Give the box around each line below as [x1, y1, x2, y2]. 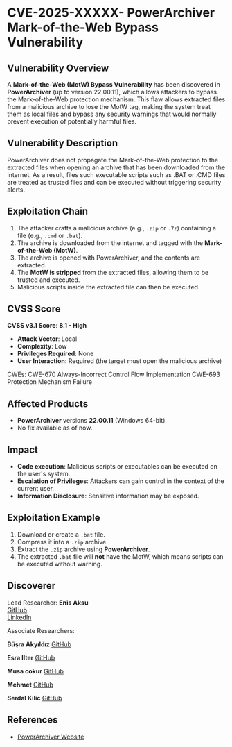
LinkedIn [7, 613, 32, 621]
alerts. [7, 185, 26, 194]
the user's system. [17, 470, 71, 478]
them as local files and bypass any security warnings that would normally [7, 110, 217, 118]
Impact [7, 444, 38, 455]
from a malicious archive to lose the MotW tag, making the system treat [7, 103, 211, 110]
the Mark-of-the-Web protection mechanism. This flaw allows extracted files [7, 95, 226, 103]
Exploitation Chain [7, 205, 89, 217]
